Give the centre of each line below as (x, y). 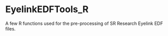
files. (10, 28)
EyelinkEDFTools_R (47, 9)
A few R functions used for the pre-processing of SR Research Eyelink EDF (84, 23)
